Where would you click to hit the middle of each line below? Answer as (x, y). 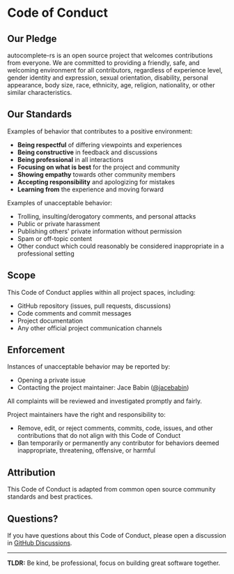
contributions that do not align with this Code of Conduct (99, 436)
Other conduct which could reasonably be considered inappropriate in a (120, 246)
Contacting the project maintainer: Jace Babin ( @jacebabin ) (103, 388)
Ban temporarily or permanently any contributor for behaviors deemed (118, 443)
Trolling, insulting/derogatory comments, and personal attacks (107, 216)
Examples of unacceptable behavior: (60, 203)
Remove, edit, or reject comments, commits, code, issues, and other (115, 428)
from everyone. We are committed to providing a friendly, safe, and (103, 63)
